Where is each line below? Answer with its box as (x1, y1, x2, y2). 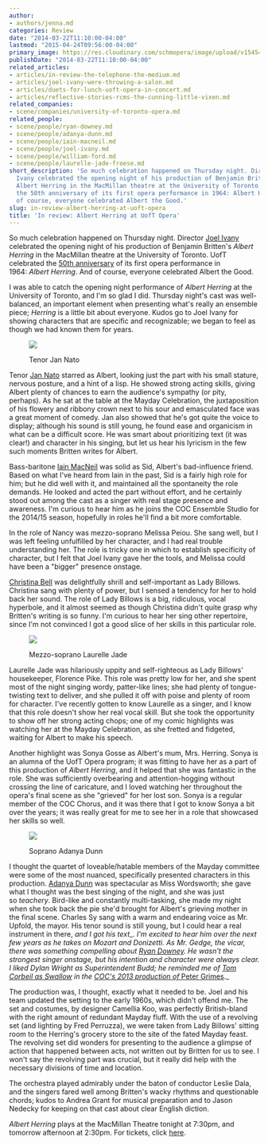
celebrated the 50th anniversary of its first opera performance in (9, 259, 221, 268)
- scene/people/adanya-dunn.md (9, 130, 113, 138)
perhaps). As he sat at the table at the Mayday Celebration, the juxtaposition (9, 395, 259, 406)
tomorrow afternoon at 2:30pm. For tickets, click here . (9, 1127, 186, 1138)
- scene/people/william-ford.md (9, 152, 116, 160)
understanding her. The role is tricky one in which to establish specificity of (9, 545, 256, 555)
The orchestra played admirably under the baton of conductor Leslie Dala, (9, 1079, 252, 1089)
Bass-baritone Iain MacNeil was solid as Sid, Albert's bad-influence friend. (9, 462, 254, 472)
